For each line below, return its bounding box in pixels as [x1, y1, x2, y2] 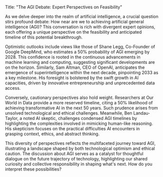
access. [5, 85, 21, 91]
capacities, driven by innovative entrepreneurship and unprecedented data [5, 80, 155, 86]
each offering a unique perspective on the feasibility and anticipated [5, 29, 142, 35]
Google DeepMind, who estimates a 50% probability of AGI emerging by [5, 49, 150, 55]
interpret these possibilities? [5, 166, 62, 172]
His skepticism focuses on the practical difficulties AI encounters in [5, 126, 140, 131]
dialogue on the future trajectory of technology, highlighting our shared [5, 156, 147, 161]
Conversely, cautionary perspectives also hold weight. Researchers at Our [5, 95, 154, 100]
